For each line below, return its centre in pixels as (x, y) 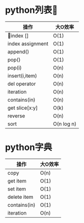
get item (17, 181)
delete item (20, 197)
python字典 (29, 147)
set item (17, 189)
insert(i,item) (22, 75)
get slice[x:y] (23, 108)
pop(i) (15, 68)
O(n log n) (65, 124)
